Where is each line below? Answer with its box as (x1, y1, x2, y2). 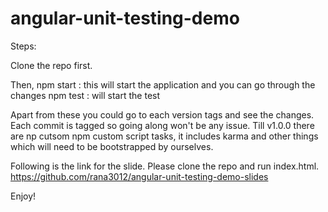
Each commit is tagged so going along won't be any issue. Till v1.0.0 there (10, 119, 315, 131)
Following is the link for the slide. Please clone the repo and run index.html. (10, 160, 320, 172)
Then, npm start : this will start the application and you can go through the (10, 78, 316, 91)
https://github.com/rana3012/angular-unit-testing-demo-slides (10, 170, 269, 182)
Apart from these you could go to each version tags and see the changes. (10, 108, 315, 121)
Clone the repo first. (10, 59, 93, 71)
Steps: (10, 40, 37, 52)
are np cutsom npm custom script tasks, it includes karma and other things (10, 130, 319, 142)
